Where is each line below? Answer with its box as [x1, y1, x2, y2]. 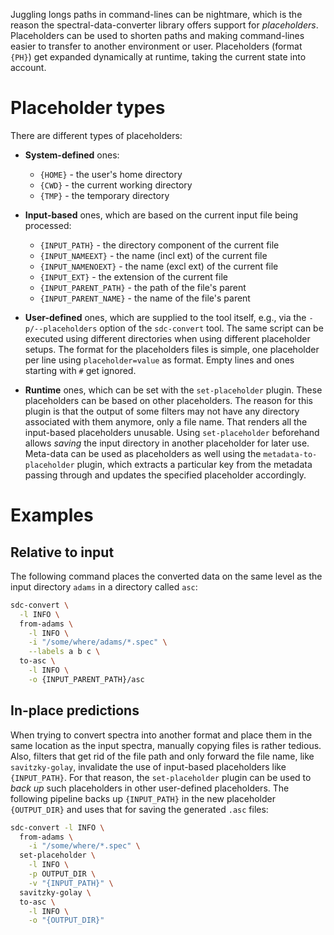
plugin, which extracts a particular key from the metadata [76, 458, 313, 470]
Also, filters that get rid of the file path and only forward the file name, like [10, 750, 315, 762]
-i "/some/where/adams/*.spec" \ [28, 637, 168, 648]
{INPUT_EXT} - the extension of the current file [39, 270, 228, 283]
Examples [10, 504, 94, 527]
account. [10, 62, 47, 73]
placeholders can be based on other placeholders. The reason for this [24, 394, 313, 406]
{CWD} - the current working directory [39, 179, 193, 191]
